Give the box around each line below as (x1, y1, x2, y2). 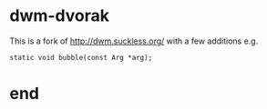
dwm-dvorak (9, 5, 110, 26)
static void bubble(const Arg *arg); (9, 53, 153, 62)
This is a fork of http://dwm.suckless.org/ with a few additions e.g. (9, 35, 259, 46)
